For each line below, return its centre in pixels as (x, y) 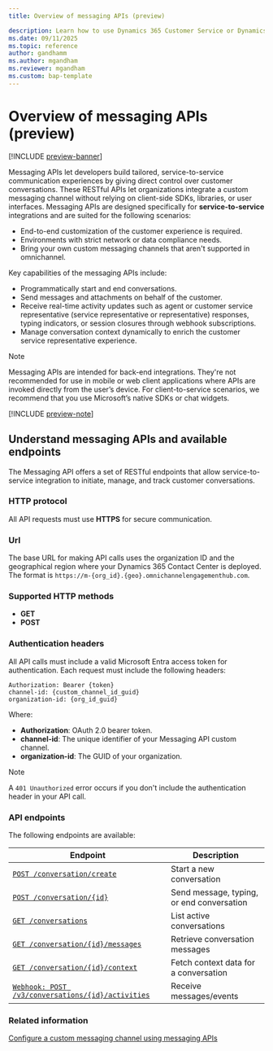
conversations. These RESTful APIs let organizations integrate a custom (128, 189)
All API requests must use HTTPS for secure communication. (110, 519)
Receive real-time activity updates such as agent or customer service (136, 305)
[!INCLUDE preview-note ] (51, 414)
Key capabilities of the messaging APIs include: (88, 273)
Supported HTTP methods (61, 597)
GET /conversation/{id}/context (75, 967)
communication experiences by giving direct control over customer (121, 181)
